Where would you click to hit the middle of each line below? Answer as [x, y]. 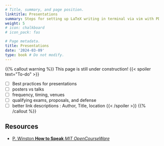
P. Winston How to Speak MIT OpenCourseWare [61, 138]
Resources [22, 127]
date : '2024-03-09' [25, 50]
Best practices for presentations [44, 83]
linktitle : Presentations [31, 14]
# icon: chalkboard [25, 28]
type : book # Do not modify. [35, 55]
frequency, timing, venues [38, 95]
